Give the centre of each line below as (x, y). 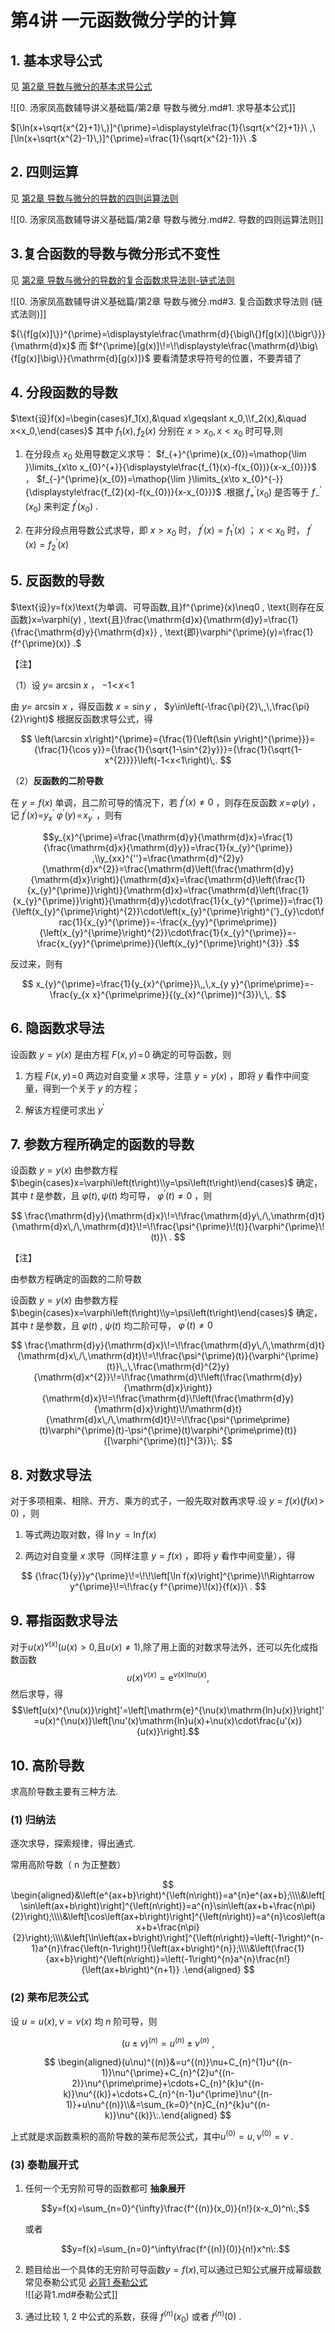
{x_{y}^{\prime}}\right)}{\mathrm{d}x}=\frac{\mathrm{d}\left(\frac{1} (168, 890)
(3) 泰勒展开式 (44, 2164)
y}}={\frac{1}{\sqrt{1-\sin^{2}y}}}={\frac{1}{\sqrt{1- (197, 749)
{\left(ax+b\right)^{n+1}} (130, 1970)
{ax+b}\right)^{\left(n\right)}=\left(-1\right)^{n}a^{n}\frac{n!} (168, 1959)
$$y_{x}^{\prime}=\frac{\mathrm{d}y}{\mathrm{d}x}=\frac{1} (168, 837)
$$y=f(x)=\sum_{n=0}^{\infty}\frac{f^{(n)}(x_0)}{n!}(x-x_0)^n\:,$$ (175, 2208)
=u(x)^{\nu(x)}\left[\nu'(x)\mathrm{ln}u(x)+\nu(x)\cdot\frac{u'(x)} (168, 1721)
